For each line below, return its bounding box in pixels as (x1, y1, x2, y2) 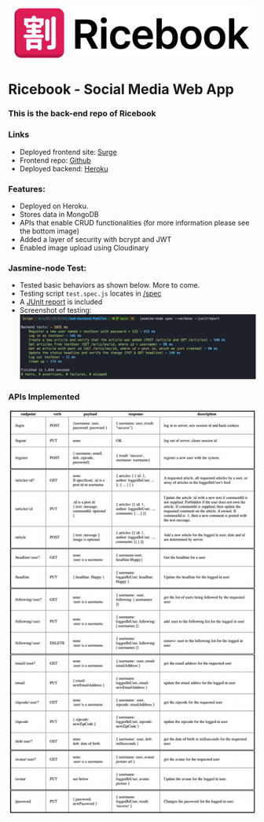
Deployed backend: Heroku (19, 163, 108, 173)
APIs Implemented (8, 391, 80, 402)
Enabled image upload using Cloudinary (19, 243, 149, 253)
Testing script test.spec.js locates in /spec (19, 289, 162, 299)
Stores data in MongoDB (19, 210, 100, 219)
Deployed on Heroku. (19, 201, 89, 211)
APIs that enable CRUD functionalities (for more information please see (19, 218, 250, 228)
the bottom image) (19, 226, 80, 236)
